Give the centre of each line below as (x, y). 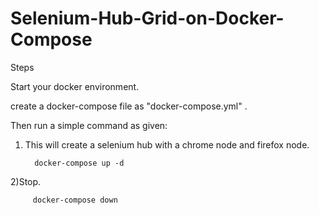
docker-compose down (75, 200)
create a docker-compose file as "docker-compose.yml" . (129, 106)
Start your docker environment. (75, 86)
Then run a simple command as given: (89, 125)
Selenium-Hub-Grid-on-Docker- (147, 18)
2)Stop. (26, 181)
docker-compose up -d (79, 163)
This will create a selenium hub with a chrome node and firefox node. (167, 144)
